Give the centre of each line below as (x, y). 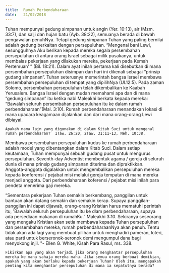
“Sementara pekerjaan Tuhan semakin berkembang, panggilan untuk (76, 195)
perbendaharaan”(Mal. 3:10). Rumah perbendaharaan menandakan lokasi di (84, 109)
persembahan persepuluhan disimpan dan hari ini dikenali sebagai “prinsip (83, 71)
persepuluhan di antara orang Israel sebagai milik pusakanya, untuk (75, 55)
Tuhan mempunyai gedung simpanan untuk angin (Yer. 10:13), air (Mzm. (80, 29)
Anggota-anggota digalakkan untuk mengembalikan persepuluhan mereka (82, 169)
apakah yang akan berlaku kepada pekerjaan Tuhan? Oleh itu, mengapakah (83, 261)
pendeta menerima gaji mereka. (38, 185)
